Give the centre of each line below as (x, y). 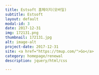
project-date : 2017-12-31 (32, 47)
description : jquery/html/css (36, 61)
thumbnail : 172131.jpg (28, 38)
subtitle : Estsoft (24, 14)
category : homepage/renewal (34, 56)
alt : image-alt (21, 42)
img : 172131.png (22, 33)
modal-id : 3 (17, 24)
